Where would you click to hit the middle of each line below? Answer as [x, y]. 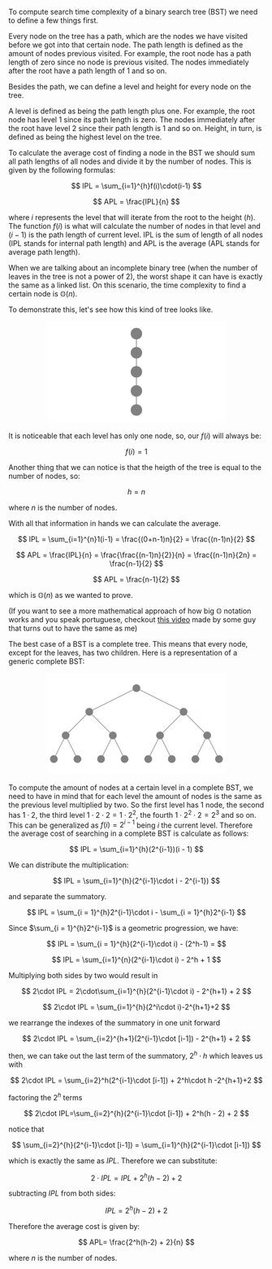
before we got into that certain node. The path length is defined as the [126, 45]
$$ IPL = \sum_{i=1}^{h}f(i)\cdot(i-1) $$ [136, 186]
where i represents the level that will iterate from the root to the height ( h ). [132, 217]
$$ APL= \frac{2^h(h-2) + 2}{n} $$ [136, 1242]
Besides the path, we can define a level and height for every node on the [130, 86]
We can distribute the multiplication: [69, 865]
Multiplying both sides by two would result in [83, 976]
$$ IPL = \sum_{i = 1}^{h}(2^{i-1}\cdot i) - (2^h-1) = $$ [136, 944]
